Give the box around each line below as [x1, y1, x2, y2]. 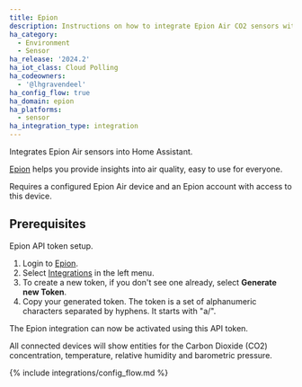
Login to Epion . [22, 258, 79, 268]
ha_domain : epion [9, 96, 75, 106]
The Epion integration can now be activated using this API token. [9, 322, 249, 333]
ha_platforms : [9, 105, 63, 114]
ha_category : [9, 30, 58, 39]
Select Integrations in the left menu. [22, 267, 155, 278]
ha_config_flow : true [9, 88, 91, 97]
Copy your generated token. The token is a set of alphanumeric [22, 295, 257, 306]
